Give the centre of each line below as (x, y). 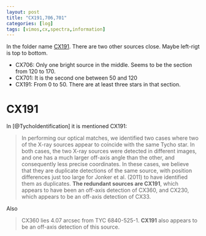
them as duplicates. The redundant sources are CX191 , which (100, 184)
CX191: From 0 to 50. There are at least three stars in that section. (98, 85)
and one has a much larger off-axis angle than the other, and (98, 158)
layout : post (23, 12)
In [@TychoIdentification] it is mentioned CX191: (67, 126)
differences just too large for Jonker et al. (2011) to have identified (105, 177)
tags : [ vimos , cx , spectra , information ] (56, 29)
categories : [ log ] (30, 23)
